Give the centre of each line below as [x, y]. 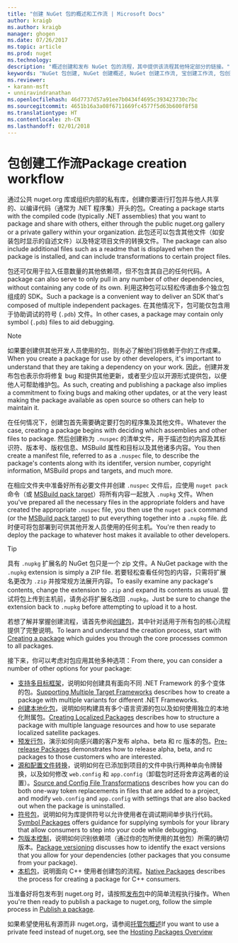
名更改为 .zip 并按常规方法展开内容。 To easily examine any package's [110, 581]
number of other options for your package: [70, 668]
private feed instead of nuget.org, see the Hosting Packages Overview [110, 932]
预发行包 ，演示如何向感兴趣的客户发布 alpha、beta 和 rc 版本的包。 [116, 741]
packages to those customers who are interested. [90, 757]
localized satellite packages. [59, 733]
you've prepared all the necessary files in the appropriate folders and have [116, 502]
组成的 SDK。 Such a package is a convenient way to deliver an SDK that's [115, 297]
